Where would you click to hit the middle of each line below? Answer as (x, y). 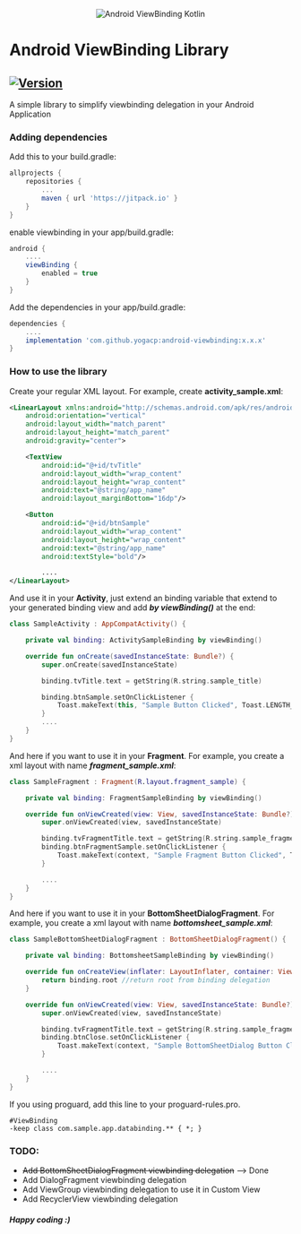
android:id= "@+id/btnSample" (96, 523)
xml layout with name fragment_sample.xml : (93, 765)
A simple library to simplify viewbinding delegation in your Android (132, 104)
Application (30, 114)
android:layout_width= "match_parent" (96, 424)
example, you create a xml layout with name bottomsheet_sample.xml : (141, 923)
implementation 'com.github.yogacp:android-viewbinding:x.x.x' (146, 341)
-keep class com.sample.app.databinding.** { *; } (106, 1128)
